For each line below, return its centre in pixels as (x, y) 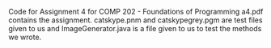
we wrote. (25, 37)
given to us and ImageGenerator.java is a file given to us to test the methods (135, 28)
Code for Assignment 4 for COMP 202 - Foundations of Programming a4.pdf (136, 12)
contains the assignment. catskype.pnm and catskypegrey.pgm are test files (135, 20)
